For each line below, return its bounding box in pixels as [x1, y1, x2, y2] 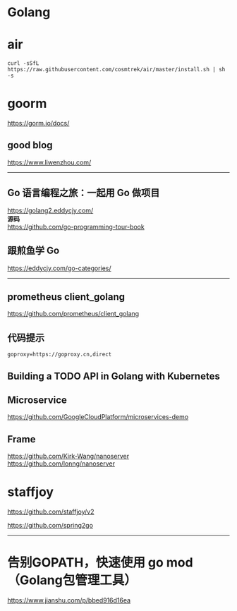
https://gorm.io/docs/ [7, 119, 70, 128]
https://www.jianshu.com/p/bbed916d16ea [7, 596, 131, 605]
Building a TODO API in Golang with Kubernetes [7, 370, 220, 382]
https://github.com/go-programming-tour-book [7, 222, 145, 231]
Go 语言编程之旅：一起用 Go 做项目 [7, 187, 160, 199]
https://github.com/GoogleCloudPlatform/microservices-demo [7, 413, 189, 421]
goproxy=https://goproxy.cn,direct [7, 351, 112, 358]
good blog [7, 139, 53, 152]
